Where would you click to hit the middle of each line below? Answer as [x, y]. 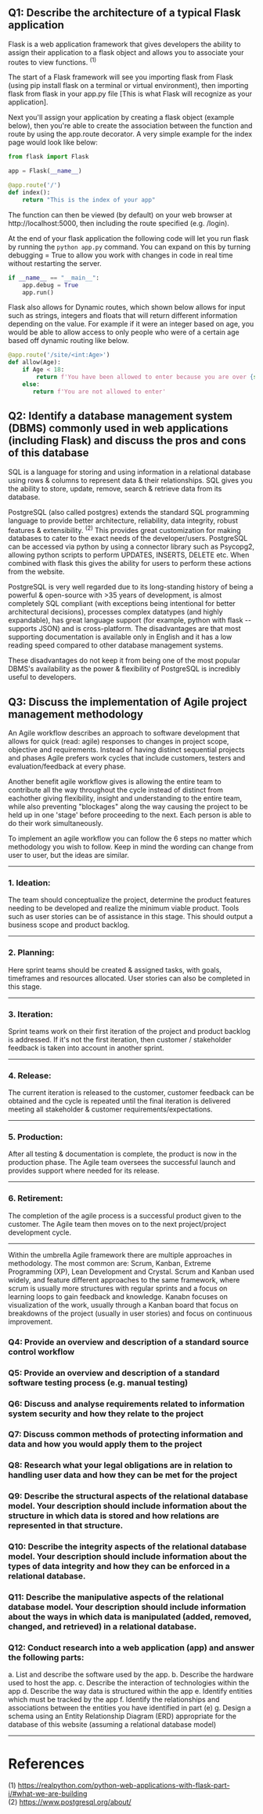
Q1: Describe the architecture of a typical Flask [124, 13]
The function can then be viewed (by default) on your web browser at [120, 214]
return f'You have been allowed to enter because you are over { [145, 377]
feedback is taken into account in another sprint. [86, 1048]
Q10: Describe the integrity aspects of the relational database [128, 1547]
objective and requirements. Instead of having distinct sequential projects [126, 750]
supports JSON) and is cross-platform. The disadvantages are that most [124, 629]
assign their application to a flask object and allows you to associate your [126, 52]
